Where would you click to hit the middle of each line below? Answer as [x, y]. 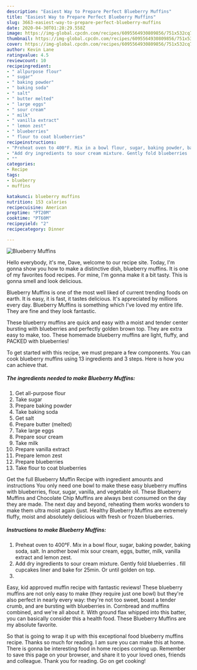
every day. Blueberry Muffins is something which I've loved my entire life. [95, 305]
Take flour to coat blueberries [51, 468]
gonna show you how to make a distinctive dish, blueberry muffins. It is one [98, 268]
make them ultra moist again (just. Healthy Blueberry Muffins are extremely [97, 510]
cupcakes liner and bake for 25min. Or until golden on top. [85, 570]
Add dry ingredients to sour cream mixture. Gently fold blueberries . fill [100, 563]
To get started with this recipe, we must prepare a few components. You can [99, 352]
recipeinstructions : [32, 142]
